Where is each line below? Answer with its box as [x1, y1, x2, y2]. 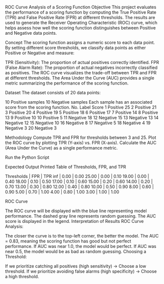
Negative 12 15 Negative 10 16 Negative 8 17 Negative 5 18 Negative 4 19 [5, 120, 151, 126]
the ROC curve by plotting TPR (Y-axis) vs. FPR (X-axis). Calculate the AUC [5, 140, 157, 146]
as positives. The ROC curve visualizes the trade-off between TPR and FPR [5, 70, 157, 75]
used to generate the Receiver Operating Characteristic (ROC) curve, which [5, 20, 158, 25]
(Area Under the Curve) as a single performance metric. [5, 145, 118, 151]
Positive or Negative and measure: [5, 50, 75, 56]
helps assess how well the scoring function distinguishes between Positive [5, 25, 156, 31]
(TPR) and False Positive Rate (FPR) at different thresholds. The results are [5, 15, 155, 20]
